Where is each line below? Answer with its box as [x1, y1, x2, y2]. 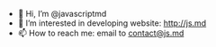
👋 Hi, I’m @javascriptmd [17, 9, 107, 19]
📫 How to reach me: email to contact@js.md [17, 27, 184, 38]
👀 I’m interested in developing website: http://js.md [17, 18, 207, 28]
